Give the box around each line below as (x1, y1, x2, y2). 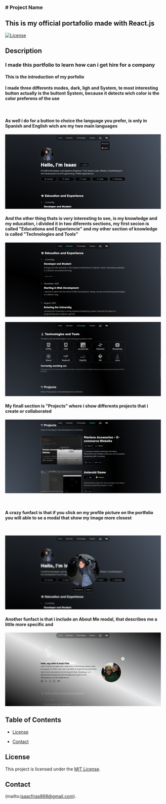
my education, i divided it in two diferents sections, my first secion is (5, 221, 149, 226)
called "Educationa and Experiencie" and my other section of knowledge (5, 226, 158, 232)
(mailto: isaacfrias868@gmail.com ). (5, 793, 77, 800)
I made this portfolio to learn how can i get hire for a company (5, 61, 155, 68)
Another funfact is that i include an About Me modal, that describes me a (5, 616, 158, 622)
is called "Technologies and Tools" (5, 231, 79, 237)
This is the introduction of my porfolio (5, 74, 84, 80)
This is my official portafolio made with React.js (5, 19, 155, 28)
